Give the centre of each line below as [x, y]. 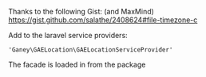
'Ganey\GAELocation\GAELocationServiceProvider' [91, 50]
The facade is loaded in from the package [77, 64]
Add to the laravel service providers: [68, 35]
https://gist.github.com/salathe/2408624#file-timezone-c [103, 20]
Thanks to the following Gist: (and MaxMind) [81, 12]
